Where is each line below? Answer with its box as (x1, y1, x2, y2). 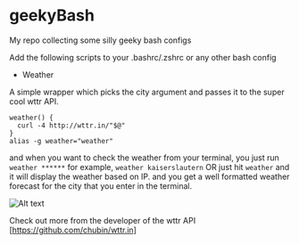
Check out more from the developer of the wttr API (9, 215, 196, 225)
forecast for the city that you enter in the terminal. (9, 180, 193, 191)
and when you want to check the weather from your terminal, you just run (9, 152, 279, 163)
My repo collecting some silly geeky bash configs (9, 35, 192, 45)
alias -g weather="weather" (9, 136, 114, 145)
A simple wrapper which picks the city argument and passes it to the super (9, 86, 285, 97)
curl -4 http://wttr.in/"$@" (17, 121, 126, 130)
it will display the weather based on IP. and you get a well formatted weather (9, 171, 290, 182)
